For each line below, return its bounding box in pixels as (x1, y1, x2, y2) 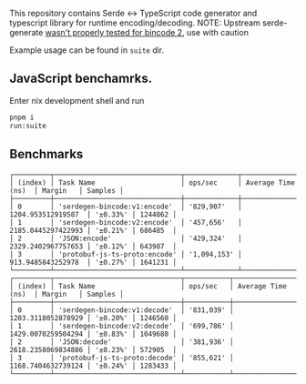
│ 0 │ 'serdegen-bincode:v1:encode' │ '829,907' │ (9, 202, 243, 212)
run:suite (9, 121, 47, 130)
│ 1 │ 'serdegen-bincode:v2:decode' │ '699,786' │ (9, 322, 234, 331)
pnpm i (9, 113, 35, 122)
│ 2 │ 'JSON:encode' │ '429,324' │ (9, 234, 243, 244)
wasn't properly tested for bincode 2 (45, 27, 183, 37)
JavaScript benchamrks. (9, 71, 153, 86)
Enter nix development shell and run (9, 95, 145, 106)
